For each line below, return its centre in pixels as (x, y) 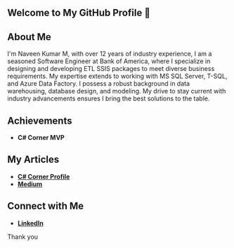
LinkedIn (30, 223)
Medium (30, 184)
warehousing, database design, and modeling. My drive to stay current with (117, 91)
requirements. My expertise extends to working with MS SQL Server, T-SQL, (117, 76)
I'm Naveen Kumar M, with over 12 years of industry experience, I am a (110, 54)
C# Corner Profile (44, 176)
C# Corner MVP (41, 138)
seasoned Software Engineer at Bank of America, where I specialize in (109, 61)
